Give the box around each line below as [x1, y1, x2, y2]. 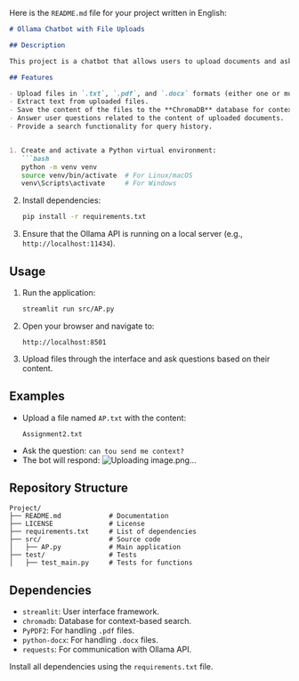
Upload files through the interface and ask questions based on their [21, 353, 271, 364]
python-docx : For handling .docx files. [21, 635, 158, 645]
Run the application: [21, 287, 96, 297]
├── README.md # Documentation [9, 512, 169, 521]
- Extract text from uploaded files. [9, 97, 149, 106]
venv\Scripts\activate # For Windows [20, 179, 177, 188]
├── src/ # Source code [9, 535, 162, 544]
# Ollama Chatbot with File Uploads [9, 25, 145, 34]
